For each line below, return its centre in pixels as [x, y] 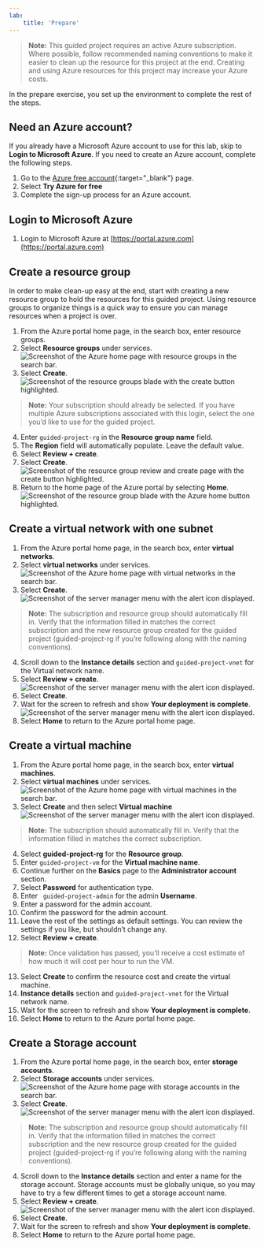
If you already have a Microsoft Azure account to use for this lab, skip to [126, 146]
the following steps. [41, 163]
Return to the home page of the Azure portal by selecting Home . [125, 487]
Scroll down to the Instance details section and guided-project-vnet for [137, 662]
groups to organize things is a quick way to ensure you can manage [119, 307]
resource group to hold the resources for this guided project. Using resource [133, 299]
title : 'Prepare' [51, 23]
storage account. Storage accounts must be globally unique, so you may [137, 1185]
